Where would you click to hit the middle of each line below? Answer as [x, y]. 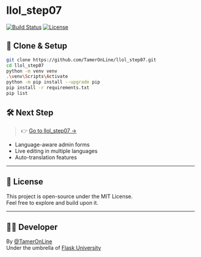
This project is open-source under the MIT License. [70, 196]
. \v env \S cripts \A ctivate [37, 77]
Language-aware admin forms [52, 144]
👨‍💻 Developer [32, 227]
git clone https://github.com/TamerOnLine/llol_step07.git [81, 60]
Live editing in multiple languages [56, 151]
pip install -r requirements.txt [48, 88]
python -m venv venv [32, 71]
